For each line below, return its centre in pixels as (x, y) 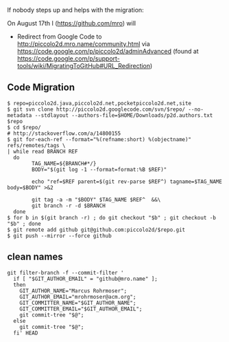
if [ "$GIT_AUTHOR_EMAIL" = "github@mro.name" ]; (85, 279)
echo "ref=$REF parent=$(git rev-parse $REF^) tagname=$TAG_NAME (127, 182)
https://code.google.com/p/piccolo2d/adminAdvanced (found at (108, 51)
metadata (20, 115)
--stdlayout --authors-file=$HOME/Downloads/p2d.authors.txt (124, 115)
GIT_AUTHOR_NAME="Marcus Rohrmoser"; (73, 291)
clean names (35, 257)
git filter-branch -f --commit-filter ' (66, 272)
